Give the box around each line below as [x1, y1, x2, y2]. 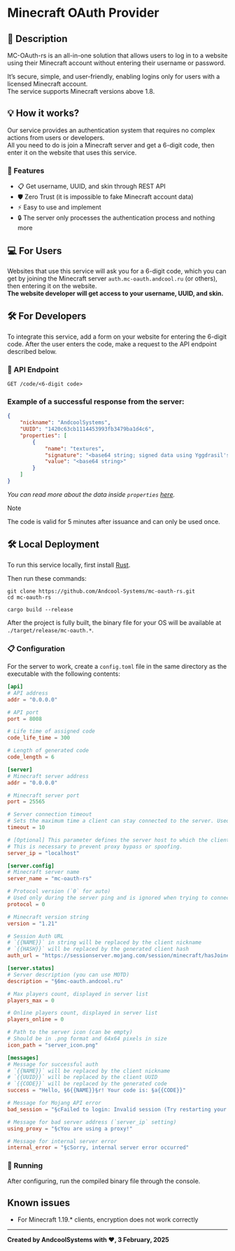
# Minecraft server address [7, 772, 90, 779]
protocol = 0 [7, 900, 45, 907]
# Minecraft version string [7, 913, 90, 921]
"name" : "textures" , [44, 445, 105, 452]
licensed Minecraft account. [7, 80, 88, 88]
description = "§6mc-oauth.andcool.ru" [7, 977, 124, 984]
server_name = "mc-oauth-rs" [7, 875, 92, 882]
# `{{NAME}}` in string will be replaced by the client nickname [7, 939, 201, 946]
